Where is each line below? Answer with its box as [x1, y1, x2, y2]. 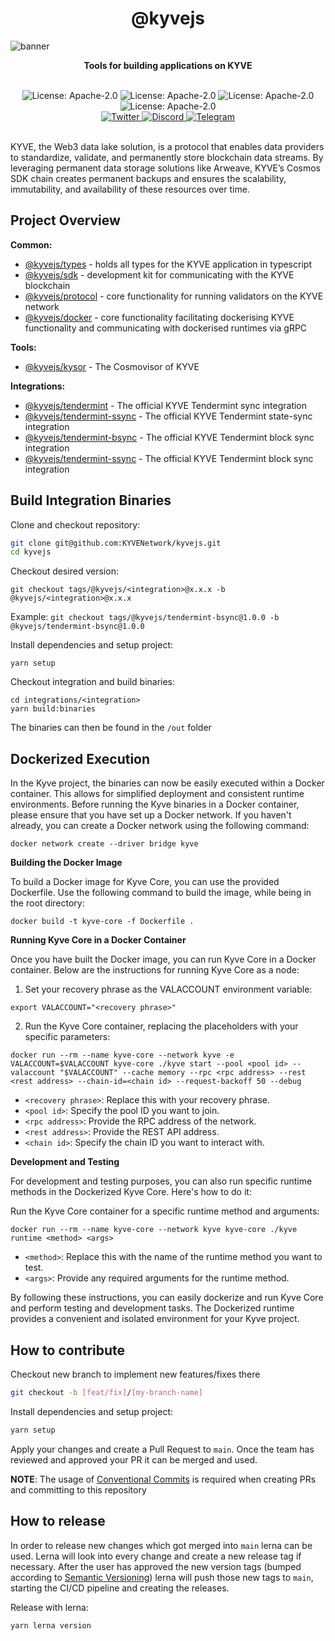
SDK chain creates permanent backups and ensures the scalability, [10, 172, 287, 184]
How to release [10, 1513, 106, 1530]
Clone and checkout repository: [10, 518, 141, 531]
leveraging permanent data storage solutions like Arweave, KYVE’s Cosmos [10, 162, 321, 174]
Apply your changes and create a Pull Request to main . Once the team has [10, 1443, 315, 1455]
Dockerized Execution [10, 750, 151, 767]
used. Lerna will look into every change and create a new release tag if [10, 1550, 302, 1562]
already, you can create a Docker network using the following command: [10, 820, 310, 832]
